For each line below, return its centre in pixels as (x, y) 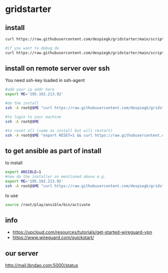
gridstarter (28, 9)
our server (22, 253)
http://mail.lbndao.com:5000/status (42, 265)
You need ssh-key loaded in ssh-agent (45, 80)
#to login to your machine (33, 117)
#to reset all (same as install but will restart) (59, 130)
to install (14, 163)
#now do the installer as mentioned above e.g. (56, 177)
